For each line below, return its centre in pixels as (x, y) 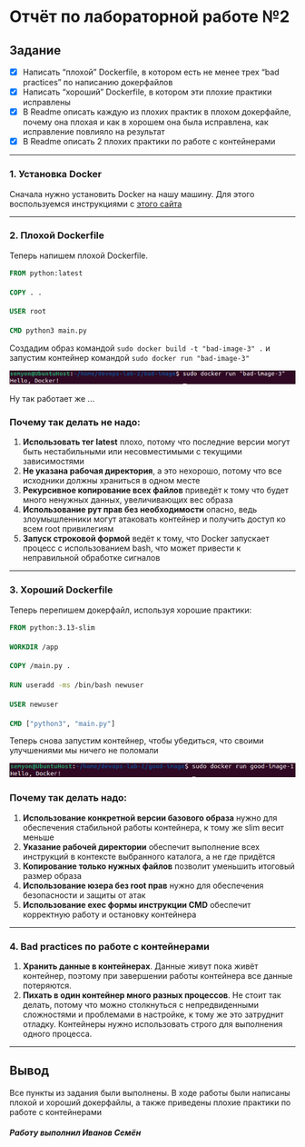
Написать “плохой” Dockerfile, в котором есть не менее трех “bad (151, 72)
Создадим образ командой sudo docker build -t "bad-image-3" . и (140, 348)
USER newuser (34, 704)
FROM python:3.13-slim (52, 628)
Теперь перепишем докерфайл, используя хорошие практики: (131, 610)
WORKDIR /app (34, 647)
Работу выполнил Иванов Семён (75, 1132)
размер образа (52, 875)
